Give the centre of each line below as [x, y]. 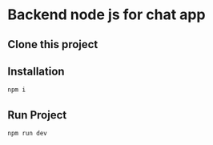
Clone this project [53, 44]
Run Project [37, 115]
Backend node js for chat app [106, 15]
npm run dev [27, 134]
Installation [36, 71]
